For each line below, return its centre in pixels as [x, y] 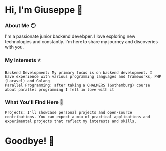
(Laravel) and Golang [28, 81]
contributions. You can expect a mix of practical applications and [78, 117]
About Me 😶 [21, 26]
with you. [14, 47]
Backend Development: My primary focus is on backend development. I [79, 72]
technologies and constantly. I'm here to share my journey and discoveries [82, 42]
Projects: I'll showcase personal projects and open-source [69, 113]
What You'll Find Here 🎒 [34, 102]
